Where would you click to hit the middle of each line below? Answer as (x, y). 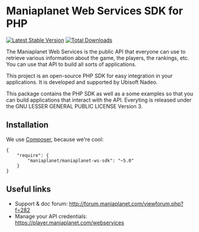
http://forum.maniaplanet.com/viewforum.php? (127, 203)
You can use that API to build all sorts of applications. (71, 64)
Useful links (29, 189)
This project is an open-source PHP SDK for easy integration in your (90, 76)
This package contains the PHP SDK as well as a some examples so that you (100, 93)
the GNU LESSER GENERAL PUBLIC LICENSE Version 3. (75, 106)
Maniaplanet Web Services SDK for (94, 11)
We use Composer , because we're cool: (55, 139)
